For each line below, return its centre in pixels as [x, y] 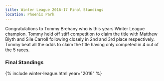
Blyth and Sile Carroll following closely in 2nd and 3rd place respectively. [80, 39]
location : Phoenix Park [30, 14]
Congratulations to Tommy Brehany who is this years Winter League [75, 28]
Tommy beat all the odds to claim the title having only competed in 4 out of [82, 44]
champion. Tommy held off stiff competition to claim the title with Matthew [82, 34]
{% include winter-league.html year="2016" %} [54, 73]
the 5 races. [17, 50]
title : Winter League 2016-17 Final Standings [54, 10]
